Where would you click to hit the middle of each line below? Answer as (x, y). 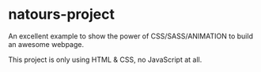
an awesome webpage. (46, 44)
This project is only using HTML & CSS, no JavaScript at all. (105, 59)
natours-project (61, 14)
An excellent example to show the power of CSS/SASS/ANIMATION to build (130, 36)
